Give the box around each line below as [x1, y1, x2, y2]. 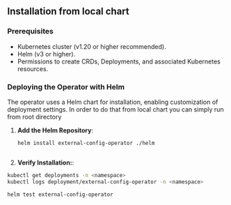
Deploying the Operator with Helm [7, 82, 125, 91]
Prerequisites [7, 26, 54, 36]
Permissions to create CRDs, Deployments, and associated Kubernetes [17, 57, 221, 66]
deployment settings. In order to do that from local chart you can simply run [7, 105, 224, 114]
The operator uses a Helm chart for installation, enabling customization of [7, 98, 218, 106]
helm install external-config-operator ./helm [17, 139, 155, 146]
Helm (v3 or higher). [17, 50, 76, 58]
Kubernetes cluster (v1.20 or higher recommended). [17, 42, 166, 51]
